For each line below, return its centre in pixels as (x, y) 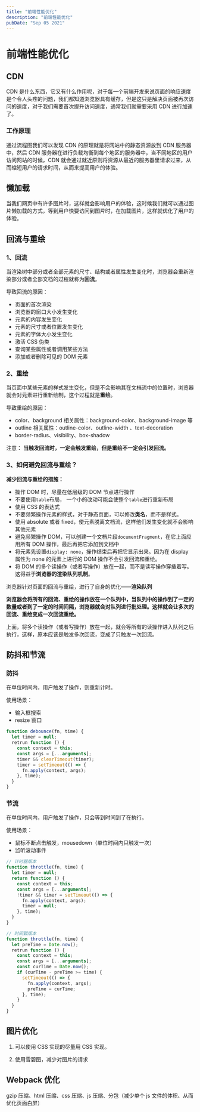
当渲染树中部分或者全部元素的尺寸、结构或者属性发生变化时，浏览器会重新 (97, 271)
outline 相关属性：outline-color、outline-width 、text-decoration (94, 428)
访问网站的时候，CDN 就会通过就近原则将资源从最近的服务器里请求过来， (96, 160)
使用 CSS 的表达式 (37, 506)
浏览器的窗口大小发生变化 (46, 312)
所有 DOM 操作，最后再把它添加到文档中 (70, 544)
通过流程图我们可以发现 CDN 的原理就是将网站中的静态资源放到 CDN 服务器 (99, 145)
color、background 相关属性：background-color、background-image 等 (104, 421)
